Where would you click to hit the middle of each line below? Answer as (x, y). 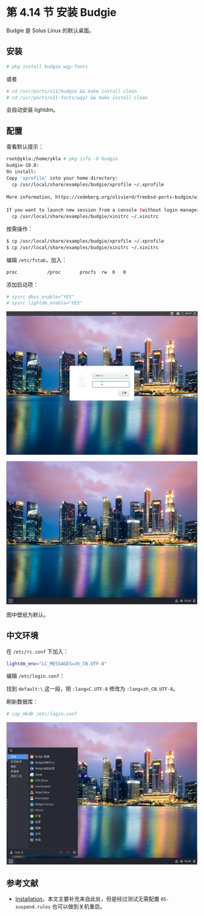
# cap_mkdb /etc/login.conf (42, 714)
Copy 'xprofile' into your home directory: (62, 178)
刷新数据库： (22, 702)
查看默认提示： (25, 147)
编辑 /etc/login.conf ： (36, 676)
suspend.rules (33, 907)
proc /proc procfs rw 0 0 (66, 272)
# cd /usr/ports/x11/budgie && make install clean (72, 91)
